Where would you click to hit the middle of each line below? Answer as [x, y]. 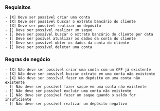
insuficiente [18, 99]
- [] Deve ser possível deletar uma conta [49, 47]
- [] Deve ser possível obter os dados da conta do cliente [67, 43]
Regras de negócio [27, 59]
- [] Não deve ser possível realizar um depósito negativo [66, 104]
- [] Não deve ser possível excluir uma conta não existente [68, 91]
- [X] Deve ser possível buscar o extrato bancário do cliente [71, 22]
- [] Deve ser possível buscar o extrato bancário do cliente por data [79, 35]
